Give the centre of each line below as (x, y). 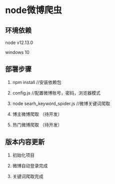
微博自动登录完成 (30, 165)
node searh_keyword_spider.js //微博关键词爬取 (61, 103)
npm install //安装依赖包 (37, 82)
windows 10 (17, 52)
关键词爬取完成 (28, 176)
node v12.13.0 (19, 42)
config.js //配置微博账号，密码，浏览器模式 (56, 92)
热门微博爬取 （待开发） (37, 124)
